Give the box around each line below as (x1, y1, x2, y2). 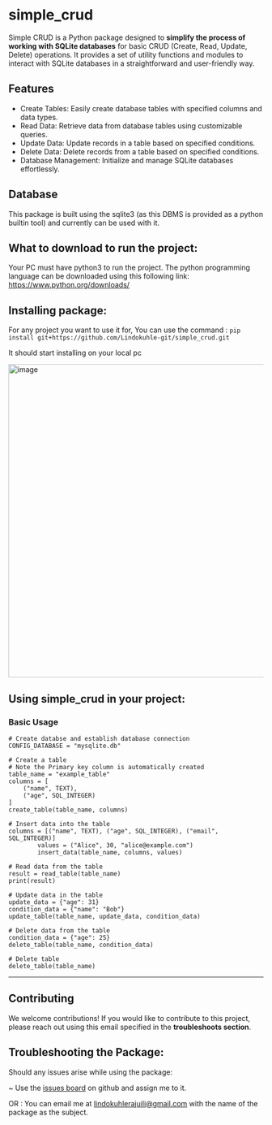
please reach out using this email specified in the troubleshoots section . (8, 1022, 252, 1032)
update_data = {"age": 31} (8, 898, 100, 906)
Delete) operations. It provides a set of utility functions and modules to (8, 50, 244, 59)
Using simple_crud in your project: (8, 692, 186, 706)
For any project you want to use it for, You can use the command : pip (8, 325, 241, 335)
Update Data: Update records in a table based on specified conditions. (19, 138, 256, 148)
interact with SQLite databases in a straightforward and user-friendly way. (8, 58, 255, 68)
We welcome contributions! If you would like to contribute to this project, (8, 1013, 251, 1023)
